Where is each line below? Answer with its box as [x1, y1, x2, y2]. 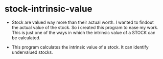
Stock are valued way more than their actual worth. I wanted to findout [11, 19, 154, 25]
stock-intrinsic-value [4, 3, 93, 15]
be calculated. [11, 35, 41, 41]
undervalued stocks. [11, 49, 53, 55]
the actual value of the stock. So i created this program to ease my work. [11, 24, 159, 30]
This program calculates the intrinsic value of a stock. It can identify [11, 44, 149, 50]
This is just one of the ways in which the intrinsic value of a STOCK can [11, 29, 156, 35]
